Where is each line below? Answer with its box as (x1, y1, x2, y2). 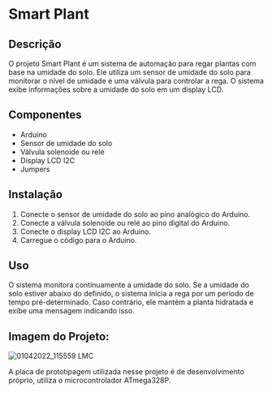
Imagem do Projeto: (8, 330, 110, 343)
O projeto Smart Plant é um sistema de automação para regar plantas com (8, 58, 257, 68)
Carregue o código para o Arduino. (19, 235, 137, 244)
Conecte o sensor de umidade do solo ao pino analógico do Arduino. (19, 209, 251, 219)
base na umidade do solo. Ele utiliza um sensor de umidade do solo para (8, 67, 252, 77)
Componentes (8, 108, 83, 122)
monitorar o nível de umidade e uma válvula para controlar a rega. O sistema (8, 76, 264, 85)
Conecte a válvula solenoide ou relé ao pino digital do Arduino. (19, 218, 231, 227)
